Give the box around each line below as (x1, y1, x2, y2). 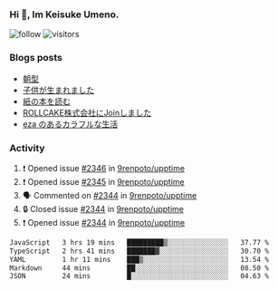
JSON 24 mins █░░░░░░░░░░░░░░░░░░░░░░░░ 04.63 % (9, 272, 270, 281)
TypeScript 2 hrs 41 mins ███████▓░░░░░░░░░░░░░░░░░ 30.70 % (9, 246, 270, 256)
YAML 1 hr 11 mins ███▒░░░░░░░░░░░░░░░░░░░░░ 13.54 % (9, 255, 270, 264)
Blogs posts (9, 52, 63, 64)
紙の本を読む (22, 95, 71, 107)
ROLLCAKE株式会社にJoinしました (22, 107, 152, 118)
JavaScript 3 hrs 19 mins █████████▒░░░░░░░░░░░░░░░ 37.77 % (9, 237, 270, 247)
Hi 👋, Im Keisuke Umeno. (9, 8, 120, 21)
